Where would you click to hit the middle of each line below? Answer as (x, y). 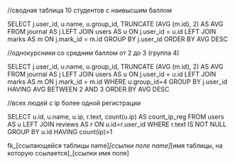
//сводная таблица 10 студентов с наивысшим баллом (90, 10)
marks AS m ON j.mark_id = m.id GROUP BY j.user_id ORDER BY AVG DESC (118, 39)
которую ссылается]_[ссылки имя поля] (68, 153)
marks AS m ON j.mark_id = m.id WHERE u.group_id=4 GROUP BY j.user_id (117, 82)
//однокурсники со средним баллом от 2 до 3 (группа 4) (93, 53)
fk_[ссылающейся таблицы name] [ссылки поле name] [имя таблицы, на (115, 146)
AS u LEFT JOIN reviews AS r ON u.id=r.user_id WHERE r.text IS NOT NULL (117, 124)
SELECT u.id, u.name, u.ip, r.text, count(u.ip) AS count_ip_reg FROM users (116, 117)
